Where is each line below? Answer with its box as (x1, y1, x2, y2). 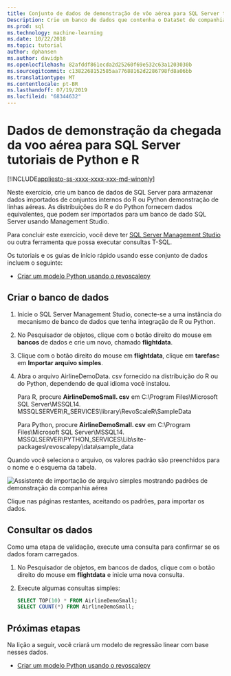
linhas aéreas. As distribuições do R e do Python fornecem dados (7, 202, 192, 210)
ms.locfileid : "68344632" (7, 94, 81, 100)
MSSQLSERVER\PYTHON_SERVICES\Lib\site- (16, 435, 146, 444)
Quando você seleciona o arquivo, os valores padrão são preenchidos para (7, 455, 220, 464)
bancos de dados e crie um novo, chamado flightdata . (16, 338, 173, 346)
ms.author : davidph (7, 55, 63, 62)
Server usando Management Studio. (7, 217, 110, 226)
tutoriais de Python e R (7, 152, 140, 168)
